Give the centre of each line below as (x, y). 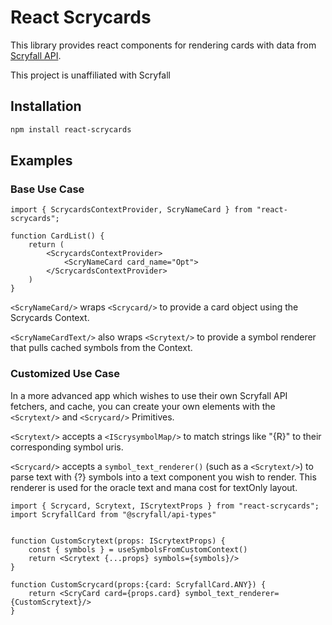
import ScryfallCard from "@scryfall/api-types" (113, 514)
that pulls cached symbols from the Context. (101, 348)
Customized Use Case (65, 374)
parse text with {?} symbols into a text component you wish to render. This (163, 477)
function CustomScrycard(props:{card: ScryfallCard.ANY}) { (138, 584)
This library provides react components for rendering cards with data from (163, 45)
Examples (41, 161)
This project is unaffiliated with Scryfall (90, 75)
